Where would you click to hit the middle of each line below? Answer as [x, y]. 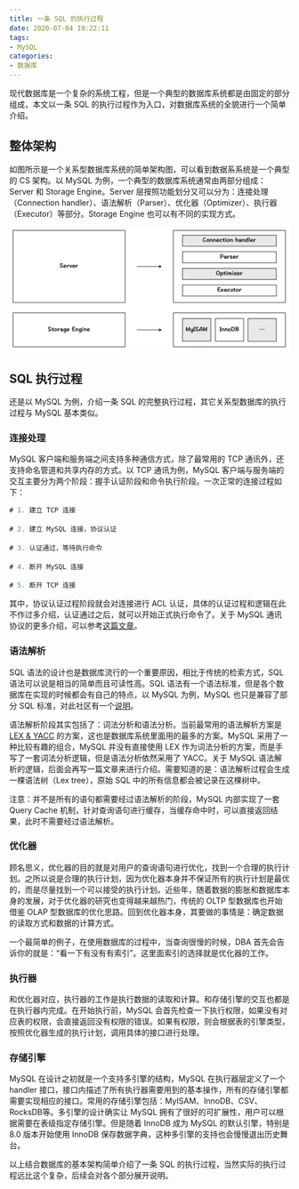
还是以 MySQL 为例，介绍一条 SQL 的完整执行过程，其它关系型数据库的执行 [148, 402]
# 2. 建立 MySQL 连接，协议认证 [63, 529]
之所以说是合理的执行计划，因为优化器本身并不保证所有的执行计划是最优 [157, 878]
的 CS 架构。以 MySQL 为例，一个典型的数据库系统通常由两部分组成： [138, 180]
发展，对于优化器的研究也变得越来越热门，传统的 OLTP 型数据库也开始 [154, 900]
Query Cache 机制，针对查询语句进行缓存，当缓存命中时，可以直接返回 [140, 810]
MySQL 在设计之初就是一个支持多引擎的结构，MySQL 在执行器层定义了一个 [148, 1079]
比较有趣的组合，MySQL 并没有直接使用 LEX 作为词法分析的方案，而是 [146, 746]
